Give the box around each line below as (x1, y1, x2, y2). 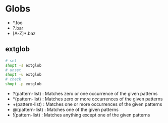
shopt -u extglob (5, 72, 42, 77)
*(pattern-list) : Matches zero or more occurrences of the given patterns (12, 96, 163, 102)
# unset (5, 67, 22, 73)
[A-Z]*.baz (12, 30, 36, 36)
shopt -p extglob (5, 81, 42, 87)
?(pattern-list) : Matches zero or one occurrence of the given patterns (12, 91, 158, 96)
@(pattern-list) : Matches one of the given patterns (12, 106, 119, 112)
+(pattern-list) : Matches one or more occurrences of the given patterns (12, 101, 162, 107)
